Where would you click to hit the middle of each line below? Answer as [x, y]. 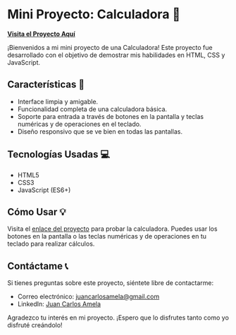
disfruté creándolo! [35, 325]
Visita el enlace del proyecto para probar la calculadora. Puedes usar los [112, 229]
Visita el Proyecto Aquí [41, 34]
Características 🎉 [46, 85]
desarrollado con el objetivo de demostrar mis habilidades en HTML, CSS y [116, 55]
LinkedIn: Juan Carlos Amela [59, 304]
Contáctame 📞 [38, 266]
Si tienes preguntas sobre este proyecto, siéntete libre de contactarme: [110, 283]
